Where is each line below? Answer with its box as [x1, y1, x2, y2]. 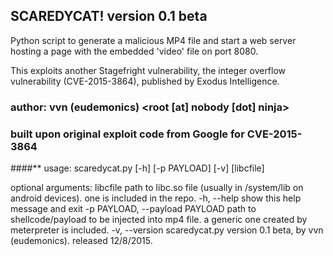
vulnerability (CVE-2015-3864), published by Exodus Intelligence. [10, 75, 280, 87]
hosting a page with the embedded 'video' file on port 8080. [10, 45, 259, 57]
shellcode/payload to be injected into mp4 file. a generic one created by [10, 214, 308, 226]
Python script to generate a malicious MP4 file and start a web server [10, 34, 297, 46]
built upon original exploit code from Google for [10, 127, 245, 141]
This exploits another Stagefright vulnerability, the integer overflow [10, 64, 287, 76]
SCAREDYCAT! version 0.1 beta [10, 8, 208, 25]
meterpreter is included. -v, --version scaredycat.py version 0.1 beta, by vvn [10, 224, 324, 236]
